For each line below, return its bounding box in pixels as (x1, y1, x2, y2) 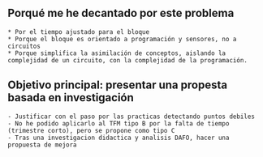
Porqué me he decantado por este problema (7, 6, 235, 20)
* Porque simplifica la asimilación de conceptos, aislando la (7, 49, 226, 57)
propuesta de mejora (7, 141, 78, 149)
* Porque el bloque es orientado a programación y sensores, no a (7, 35, 237, 43)
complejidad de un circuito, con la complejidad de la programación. (7, 56, 248, 64)
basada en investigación (7, 91, 135, 104)
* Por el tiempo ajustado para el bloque (7, 28, 150, 36)
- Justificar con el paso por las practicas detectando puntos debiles (7, 112, 255, 121)
